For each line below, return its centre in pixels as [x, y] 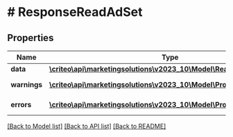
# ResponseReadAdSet [75, 12]
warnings [27, 84]
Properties [31, 38]
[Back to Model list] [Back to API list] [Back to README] [87, 126]
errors [21, 105]
